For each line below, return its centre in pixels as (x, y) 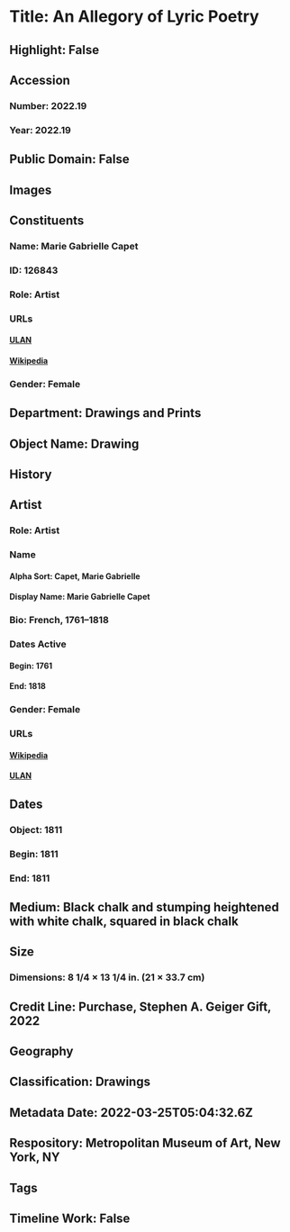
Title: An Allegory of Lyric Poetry (134, 17)
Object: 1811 (36, 829)
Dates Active (38, 644)
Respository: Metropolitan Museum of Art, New (145, 1143)
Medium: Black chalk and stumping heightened (144, 907)
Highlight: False (54, 50)
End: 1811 (30, 878)
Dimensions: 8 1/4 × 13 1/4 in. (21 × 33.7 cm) (107, 977)
